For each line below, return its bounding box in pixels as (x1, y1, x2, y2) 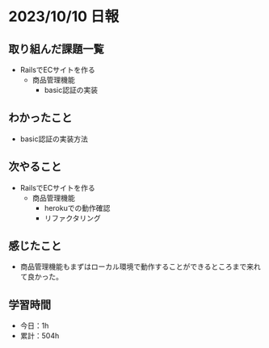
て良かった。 (19, 272, 63, 282)
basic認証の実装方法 (19, 134, 89, 144)
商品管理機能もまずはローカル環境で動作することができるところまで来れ (19, 262, 261, 271)
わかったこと (8, 111, 73, 125)
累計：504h (19, 331, 60, 341)
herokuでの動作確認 (44, 203, 111, 212)
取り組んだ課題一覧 (8, 42, 104, 56)
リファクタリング (44, 213, 101, 223)
